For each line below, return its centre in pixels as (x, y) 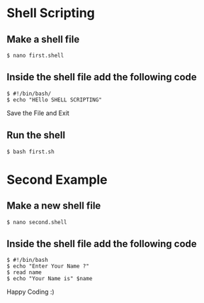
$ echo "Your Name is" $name (50, 279)
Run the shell (36, 135)
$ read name (24, 272)
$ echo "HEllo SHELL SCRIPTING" (54, 100)
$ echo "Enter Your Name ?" (48, 266)
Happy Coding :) (30, 292)
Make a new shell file (54, 206)
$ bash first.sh (30, 151)
